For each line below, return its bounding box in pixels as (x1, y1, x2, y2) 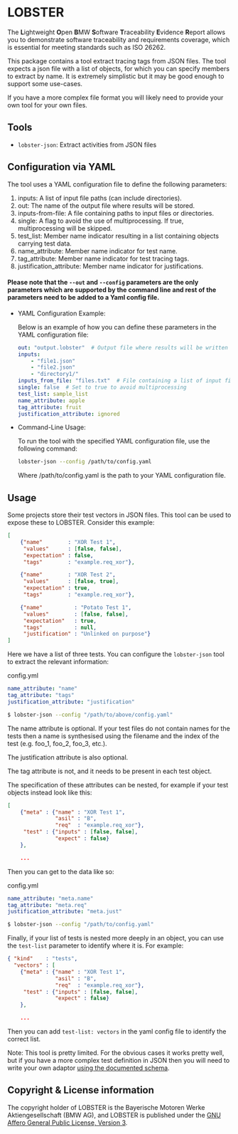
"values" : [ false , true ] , (23, 578, 119, 585)
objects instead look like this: (7, 788, 92, 797)
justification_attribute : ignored (17, 410, 120, 417)
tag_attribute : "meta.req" (7, 901, 87, 908)
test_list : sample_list (17, 390, 89, 397)
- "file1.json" (31, 357, 76, 364)
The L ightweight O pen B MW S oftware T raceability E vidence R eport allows (7, 28, 226, 36)
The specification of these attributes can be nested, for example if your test (7, 780, 229, 789)
